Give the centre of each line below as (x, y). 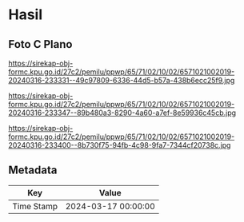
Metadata (33, 170)
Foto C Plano (40, 44)
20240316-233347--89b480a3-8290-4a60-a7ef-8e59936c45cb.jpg (122, 113)
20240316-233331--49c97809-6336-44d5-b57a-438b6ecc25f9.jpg (122, 80)
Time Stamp (35, 206)
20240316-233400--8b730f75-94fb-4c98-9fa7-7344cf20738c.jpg (120, 145)
